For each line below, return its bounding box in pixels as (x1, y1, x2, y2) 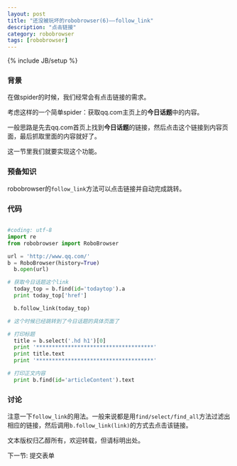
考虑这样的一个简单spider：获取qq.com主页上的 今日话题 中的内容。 (7, 108, 204, 117)
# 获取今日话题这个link (7, 279, 70, 286)
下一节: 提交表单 (7, 451, 55, 460)
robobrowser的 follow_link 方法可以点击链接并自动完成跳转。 (7, 184, 186, 193)
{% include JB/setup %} (7, 56, 78, 65)
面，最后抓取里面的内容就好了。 (7, 132, 101, 141)
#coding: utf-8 (7, 227, 53, 234)
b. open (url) (13, 266, 50, 273)
